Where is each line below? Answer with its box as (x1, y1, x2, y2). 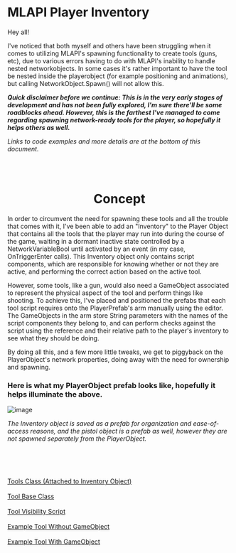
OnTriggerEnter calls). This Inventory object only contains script (7, 252, 195, 260)
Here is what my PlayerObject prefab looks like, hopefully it (7, 380, 215, 390)
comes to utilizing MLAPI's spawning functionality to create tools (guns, (7, 49, 218, 58)
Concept (93, 191, 146, 207)
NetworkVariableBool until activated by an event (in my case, (7, 245, 186, 253)
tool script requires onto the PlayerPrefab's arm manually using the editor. (7, 304, 224, 312)
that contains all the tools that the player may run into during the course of (7, 229, 225, 238)
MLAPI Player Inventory (7, 4, 150, 21)
